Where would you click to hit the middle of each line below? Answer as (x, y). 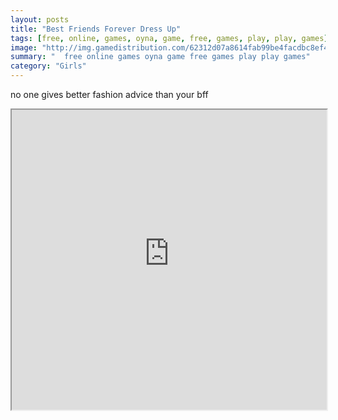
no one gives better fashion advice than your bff (109, 94)
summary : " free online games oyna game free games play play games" (160, 57)
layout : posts (40, 19)
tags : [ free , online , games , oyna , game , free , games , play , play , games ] (169, 38)
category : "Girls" (48, 66)
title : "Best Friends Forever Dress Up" (96, 29)
